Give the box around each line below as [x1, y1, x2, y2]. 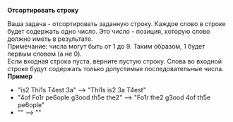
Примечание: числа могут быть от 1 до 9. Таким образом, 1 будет [7, 42, 205, 50]
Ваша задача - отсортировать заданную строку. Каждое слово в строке [7, 20, 226, 28]
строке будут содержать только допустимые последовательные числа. [7, 65, 224, 73]
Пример [7, 72, 33, 80]
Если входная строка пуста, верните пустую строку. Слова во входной [7, 57, 222, 66]
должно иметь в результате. [7, 35, 93, 43]
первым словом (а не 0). [7, 49, 83, 58]
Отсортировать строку [7, 6, 79, 14]
